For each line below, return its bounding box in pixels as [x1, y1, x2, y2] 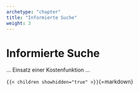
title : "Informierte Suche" [6, 15, 78, 21]
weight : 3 [6, 20, 32, 26]
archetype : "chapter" [6, 8, 61, 15]
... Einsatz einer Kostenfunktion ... [6, 66, 90, 73]
